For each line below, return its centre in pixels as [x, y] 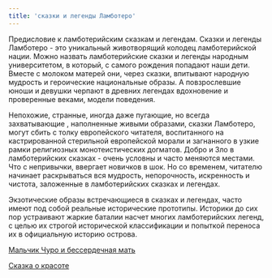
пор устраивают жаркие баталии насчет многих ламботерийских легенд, [136, 216]
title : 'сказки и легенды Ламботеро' [72, 16]
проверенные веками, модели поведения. [82, 99]
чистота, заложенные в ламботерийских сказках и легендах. [114, 184]
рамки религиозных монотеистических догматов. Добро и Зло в [121, 149]
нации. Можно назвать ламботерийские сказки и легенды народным [129, 56]
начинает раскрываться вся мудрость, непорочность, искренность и [129, 175]
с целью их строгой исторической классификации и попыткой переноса [134, 225]
